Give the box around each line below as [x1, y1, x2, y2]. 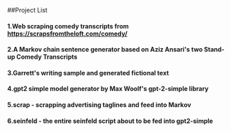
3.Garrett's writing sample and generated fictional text [7, 68, 169, 77]
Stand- [204, 45, 225, 54]
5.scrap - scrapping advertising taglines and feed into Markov [7, 101, 191, 109]
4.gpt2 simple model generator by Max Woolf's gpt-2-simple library [7, 85, 209, 93]
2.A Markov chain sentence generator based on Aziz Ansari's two [7, 45, 203, 54]
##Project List [7, 6, 48, 14]
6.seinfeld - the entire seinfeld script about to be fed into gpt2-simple [7, 117, 213, 125]
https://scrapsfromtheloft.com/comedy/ [7, 29, 128, 38]
